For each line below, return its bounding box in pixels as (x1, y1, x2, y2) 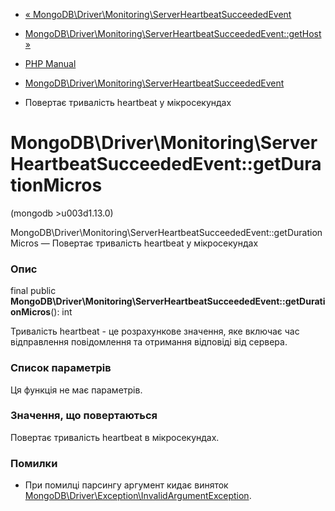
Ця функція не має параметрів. (10, 384, 143, 396)
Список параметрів (10, 361, 112, 375)
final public (10, 285, 57, 297)
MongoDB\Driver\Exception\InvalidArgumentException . (24, 490, 252, 502)
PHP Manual (24, 58, 77, 69)
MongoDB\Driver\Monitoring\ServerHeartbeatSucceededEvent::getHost (24, 28, 322, 39)
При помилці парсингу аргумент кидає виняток (24, 479, 229, 491)
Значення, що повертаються (10, 409, 158, 423)
